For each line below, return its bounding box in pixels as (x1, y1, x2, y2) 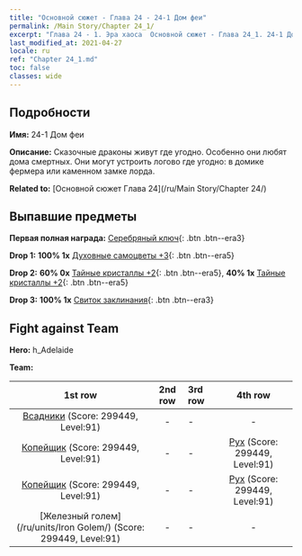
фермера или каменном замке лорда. (9, 166, 155, 176)
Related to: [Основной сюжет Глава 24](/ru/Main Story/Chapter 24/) (9, 183, 267, 193)
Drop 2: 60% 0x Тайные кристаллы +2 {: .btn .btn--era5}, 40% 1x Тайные (9, 267, 286, 279)
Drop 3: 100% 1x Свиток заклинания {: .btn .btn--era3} (9, 294, 214, 306)
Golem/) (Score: (76, 521, 146, 534)
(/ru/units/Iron (16, 521, 75, 534)
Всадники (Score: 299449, (22, 410, 139, 423)
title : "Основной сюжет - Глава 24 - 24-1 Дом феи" (9, 13, 207, 22)
